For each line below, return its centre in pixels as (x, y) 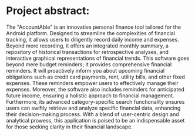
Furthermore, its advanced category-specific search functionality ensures (95, 101)
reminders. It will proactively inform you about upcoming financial (85, 70)
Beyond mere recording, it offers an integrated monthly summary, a (88, 46)
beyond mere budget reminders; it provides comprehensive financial (89, 64)
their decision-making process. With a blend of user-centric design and (93, 114)
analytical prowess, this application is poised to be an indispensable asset (95, 120)
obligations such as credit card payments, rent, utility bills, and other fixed (95, 77)
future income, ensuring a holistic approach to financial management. (90, 96)
